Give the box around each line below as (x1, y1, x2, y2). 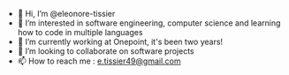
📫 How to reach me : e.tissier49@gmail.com (17, 56, 181, 66)
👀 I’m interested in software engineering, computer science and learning (17, 18, 281, 28)
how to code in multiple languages (17, 27, 143, 37)
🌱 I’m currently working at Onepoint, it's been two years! (17, 36, 224, 47)
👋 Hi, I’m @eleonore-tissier (17, 9, 116, 19)
